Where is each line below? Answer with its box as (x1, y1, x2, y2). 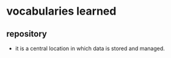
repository (6, 29, 48, 39)
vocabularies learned (6, 4, 117, 18)
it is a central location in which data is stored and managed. (15, 45, 165, 52)
